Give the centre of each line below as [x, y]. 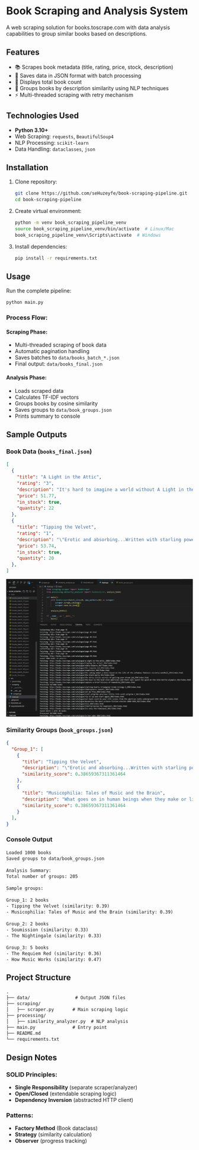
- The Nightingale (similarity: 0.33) [54, 936]
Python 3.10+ [31, 130]
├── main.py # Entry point [57, 1028]
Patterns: [20, 1115]
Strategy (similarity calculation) [53, 1135]
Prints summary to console [47, 416]
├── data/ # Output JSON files [66, 998]
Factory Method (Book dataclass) [56, 1128]
